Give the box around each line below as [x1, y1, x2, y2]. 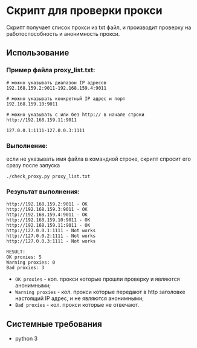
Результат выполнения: [6, 187, 80, 196]
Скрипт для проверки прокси [6, 4, 163, 18]
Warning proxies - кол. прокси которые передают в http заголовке [15, 289, 186, 296]
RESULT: [6, 249, 26, 255]
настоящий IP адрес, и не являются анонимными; [15, 295, 144, 302]
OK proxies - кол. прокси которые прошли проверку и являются [15, 275, 180, 283]
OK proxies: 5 [6, 254, 42, 261]
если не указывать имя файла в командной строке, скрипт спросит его [6, 155, 192, 162]
